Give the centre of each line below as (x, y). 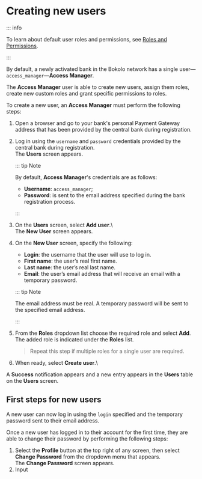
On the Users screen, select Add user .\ (64, 225)
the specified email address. (50, 310)
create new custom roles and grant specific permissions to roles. (87, 93)
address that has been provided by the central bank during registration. (103, 129)
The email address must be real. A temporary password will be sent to (102, 303)
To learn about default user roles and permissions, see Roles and (87, 39)
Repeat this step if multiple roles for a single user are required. (107, 351)
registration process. (50, 201)
